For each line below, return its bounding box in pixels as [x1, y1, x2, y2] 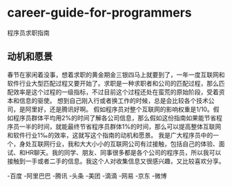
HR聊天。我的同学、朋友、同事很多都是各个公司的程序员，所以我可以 [25, 148, 222, 156]
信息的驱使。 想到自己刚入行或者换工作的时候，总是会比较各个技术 [19, 96, 209, 104]
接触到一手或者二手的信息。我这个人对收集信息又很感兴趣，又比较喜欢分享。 [7, 157, 225, 165]
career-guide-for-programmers [7, 5, 192, 21]
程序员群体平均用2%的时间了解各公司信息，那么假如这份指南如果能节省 [12, 113, 217, 122]
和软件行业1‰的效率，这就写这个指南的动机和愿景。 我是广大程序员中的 [7, 131, 213, 139]
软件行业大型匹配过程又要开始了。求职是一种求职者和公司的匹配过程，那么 [7, 79, 219, 87]
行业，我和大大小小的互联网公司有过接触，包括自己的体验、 [49, 140, 219, 148]
